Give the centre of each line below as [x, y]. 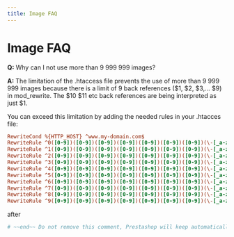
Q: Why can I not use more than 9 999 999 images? [81, 67]
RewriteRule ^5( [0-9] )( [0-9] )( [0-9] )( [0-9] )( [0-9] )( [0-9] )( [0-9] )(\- [110, 175]
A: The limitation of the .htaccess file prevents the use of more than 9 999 [114, 81]
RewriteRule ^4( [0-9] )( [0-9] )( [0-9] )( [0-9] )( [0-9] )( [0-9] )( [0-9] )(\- [110, 169]
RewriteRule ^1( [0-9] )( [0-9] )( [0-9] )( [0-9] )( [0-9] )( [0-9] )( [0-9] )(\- [110, 149]
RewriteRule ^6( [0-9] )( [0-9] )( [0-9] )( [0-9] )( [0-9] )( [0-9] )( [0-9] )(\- [110, 181]
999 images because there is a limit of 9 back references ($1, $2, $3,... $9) [115, 88]
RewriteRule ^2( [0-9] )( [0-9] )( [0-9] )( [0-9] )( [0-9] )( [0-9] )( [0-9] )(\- [110, 156]
